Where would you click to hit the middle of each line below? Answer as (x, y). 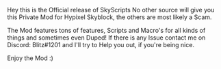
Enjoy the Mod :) (30, 58)
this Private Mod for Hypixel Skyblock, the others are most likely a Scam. (109, 17)
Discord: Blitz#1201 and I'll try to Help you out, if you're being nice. (101, 45)
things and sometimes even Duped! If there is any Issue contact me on (106, 38)
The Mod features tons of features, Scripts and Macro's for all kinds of (106, 30)
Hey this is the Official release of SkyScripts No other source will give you (111, 10)
